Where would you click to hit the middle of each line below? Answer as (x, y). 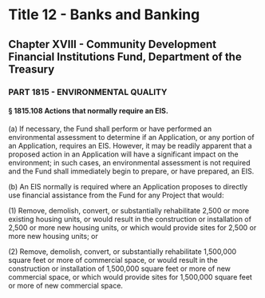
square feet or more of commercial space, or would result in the (113, 260)
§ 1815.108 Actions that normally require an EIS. (89, 111)
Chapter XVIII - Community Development (113, 44)
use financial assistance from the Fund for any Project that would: (116, 195)
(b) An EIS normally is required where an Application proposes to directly (128, 186)
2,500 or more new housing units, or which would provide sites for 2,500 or (132, 227)
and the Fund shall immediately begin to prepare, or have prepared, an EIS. (131, 171)
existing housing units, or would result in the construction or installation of (130, 219)
